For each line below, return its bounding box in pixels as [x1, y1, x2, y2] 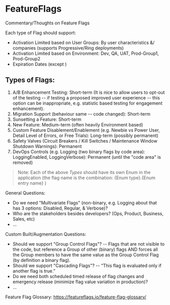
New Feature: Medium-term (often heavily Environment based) [12, 121, 143, 127]
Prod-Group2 [12, 55, 40, 61]
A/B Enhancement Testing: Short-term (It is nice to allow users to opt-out [12, 89, 165, 95]
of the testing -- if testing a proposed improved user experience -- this [12, 94, 160, 100]
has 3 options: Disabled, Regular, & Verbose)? [12, 205, 108, 211]
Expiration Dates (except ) [12, 61, 67, 67]
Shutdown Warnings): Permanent [12, 143, 82, 149]
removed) [12, 159, 33, 165]
